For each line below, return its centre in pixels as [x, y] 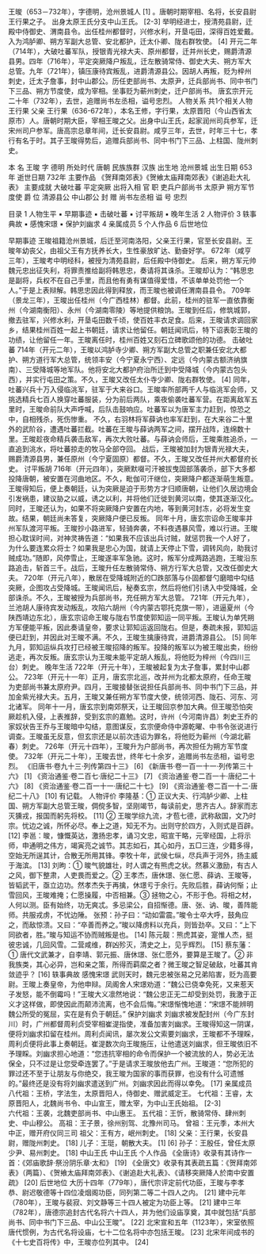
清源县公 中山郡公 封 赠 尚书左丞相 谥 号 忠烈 [114, 197]
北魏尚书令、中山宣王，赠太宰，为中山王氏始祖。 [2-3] [132, 1103]
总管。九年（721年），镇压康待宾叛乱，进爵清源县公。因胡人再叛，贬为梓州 [130, 71]
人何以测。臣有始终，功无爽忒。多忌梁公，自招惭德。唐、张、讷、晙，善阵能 [133, 905]
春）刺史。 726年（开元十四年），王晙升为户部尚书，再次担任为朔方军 [122, 746]
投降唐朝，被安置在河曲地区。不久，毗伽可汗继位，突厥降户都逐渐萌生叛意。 [133, 479]
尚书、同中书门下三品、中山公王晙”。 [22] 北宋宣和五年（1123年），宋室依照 [131, 1222]
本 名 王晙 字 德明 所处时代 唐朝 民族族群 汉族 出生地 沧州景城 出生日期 [123, 167]
